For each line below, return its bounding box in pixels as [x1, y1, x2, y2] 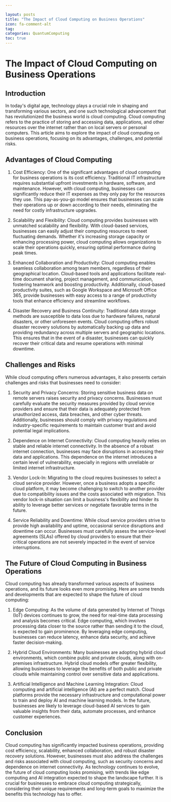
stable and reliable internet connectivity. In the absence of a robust [12, 443, 154, 449]
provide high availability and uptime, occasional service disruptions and [12, 523, 163, 529]
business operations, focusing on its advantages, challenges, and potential [5, 135, 163, 141]
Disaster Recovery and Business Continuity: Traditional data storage [12, 308, 156, 314]
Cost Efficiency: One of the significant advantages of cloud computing [12, 169, 161, 175]
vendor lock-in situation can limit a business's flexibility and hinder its [12, 496, 159, 502]
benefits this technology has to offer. [5, 791, 83, 797]
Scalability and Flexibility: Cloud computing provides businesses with [12, 217, 158, 223]
